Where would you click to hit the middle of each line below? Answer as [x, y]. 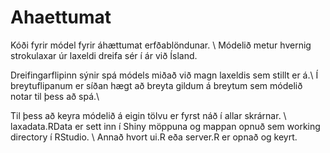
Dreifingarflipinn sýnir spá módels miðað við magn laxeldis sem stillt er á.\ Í [164, 75]
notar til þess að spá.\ [55, 96]
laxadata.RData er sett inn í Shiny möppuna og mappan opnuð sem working [165, 126]
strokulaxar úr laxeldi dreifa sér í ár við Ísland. [104, 55]
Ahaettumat [61, 17]
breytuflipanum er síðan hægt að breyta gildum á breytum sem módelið [156, 85]
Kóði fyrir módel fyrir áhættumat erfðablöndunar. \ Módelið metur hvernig [161, 45]
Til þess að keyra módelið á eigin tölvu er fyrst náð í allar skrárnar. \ [148, 115]
